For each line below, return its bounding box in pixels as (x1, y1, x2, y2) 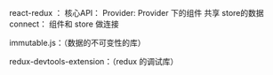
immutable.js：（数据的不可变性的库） (9, 38, 146, 48)
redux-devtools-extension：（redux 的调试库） (9, 56, 179, 66)
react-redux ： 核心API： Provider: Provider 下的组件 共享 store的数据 (9, 8, 264, 18)
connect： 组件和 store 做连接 (9, 19, 119, 29)
